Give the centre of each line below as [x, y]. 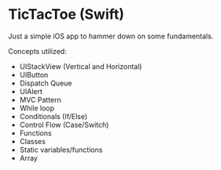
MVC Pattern [40, 99]
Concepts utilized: [37, 51]
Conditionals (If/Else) [53, 116]
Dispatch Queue [46, 83]
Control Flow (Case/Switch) [64, 125]
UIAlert [31, 91]
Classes [32, 141]
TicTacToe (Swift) [66, 14]
